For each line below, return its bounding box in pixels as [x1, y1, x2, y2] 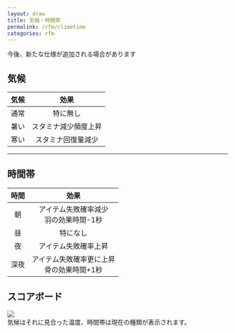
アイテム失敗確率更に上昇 [31, 254, 115, 264]
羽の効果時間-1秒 [44, 215, 103, 224]
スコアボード [7, 291, 63, 303]
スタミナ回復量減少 [35, 135, 99, 144]
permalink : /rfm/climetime [7, 23, 86, 30]
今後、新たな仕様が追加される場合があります [7, 50, 136, 58]
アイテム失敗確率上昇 [38, 241, 108, 251]
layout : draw [7, 10, 45, 18]
